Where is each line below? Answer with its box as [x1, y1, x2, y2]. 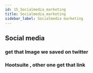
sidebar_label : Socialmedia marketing [5, 16, 83, 21]
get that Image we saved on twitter [5, 48, 89, 55]
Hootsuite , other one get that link [5, 61, 86, 68]
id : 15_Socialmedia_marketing [5, 7, 66, 12]
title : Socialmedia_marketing [5, 12, 66, 16]
